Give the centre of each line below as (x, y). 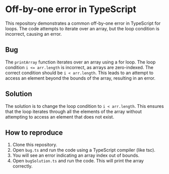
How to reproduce (34, 132)
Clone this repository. (35, 145)
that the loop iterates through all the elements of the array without (74, 111)
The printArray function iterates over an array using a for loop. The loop (80, 62)
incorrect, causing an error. (34, 34)
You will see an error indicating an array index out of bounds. (76, 155)
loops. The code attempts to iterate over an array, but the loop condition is (82, 28)
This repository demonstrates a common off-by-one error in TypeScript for (83, 23)
